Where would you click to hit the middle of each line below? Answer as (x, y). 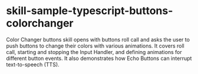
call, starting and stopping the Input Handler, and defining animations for (94, 52)
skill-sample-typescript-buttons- (90, 11)
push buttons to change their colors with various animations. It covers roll (95, 46)
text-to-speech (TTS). (33, 64)
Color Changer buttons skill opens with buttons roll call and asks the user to (98, 39)
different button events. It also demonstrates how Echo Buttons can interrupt (99, 58)
